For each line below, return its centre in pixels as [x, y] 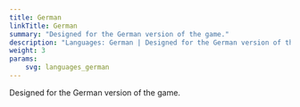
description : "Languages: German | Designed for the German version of [145, 42]
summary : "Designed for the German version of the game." [119, 34]
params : [24, 59]
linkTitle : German [43, 26]
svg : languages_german [67, 68]
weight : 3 [28, 51]
